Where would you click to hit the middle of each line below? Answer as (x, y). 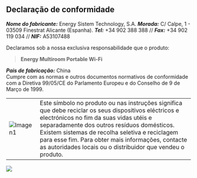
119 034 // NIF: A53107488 (38, 36)
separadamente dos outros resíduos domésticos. (107, 125)
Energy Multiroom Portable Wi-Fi (61, 59)
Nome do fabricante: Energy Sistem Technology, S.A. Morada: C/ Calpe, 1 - (98, 23)
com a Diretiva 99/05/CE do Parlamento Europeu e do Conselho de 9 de (93, 83)
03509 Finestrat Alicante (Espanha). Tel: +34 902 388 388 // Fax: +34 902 (97, 30)
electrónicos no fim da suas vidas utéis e (96, 117)
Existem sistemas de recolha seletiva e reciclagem (109, 132)
